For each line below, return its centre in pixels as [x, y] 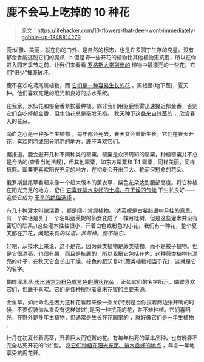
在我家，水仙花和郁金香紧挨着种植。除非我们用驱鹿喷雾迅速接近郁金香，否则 [102, 106]
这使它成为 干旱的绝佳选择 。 [42, 197]
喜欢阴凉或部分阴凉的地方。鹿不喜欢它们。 [70, 141]
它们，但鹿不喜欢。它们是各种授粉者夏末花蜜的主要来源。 [78, 289]
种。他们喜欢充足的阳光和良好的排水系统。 [59, 93]
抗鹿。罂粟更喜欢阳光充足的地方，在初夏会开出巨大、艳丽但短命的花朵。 [97, 169]
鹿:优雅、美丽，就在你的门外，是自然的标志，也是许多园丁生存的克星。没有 [100, 50]
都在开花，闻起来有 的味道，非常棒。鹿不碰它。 [70, 233]
